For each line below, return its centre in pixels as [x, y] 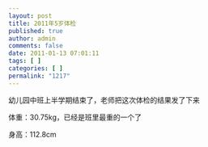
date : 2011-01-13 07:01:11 [54, 53]
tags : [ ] [25, 61]
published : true [36, 31]
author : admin [32, 38]
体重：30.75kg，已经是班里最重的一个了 [75, 117]
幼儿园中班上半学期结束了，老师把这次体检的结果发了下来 [104, 100]
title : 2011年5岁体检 [42, 23]
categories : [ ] [36, 69]
